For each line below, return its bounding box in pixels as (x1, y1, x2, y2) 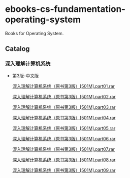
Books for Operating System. (5, 30, 64, 36)
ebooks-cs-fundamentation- (5, 3, 126, 15)
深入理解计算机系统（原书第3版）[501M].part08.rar (12, 157, 116, 163)
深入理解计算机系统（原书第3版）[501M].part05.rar (12, 125, 116, 131)
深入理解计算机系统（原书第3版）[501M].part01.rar (12, 83, 115, 89)
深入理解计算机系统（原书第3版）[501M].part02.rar (12, 93, 116, 99)
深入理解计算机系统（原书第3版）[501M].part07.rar (12, 146, 115, 152)
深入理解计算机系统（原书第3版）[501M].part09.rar (12, 167, 116, 173)
